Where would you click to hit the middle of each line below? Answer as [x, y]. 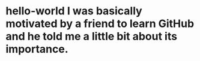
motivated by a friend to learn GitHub [100, 24]
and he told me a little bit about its [92, 36]
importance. [37, 49]
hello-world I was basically [74, 11]
